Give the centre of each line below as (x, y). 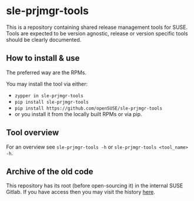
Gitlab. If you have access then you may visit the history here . (81, 192)
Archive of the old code (50, 171)
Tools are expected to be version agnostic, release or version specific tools (97, 33)
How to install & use (43, 58)
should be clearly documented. (44, 39)
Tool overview (33, 133)
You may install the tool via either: (47, 84)
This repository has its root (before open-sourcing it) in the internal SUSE (95, 186)
